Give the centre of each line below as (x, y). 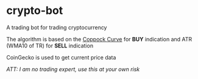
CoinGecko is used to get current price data (61, 57)
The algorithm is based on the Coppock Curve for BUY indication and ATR (99, 39)
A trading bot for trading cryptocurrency (57, 27)
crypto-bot (35, 11)
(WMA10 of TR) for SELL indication (50, 46)
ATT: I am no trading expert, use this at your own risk (73, 69)
